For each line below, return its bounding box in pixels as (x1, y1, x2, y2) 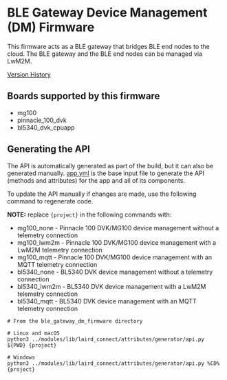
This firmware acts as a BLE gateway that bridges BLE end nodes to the (7, 42, 210, 50)
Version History (7, 70, 52, 79)
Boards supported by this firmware (7, 90, 160, 102)
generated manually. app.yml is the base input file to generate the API (7, 169, 205, 177)
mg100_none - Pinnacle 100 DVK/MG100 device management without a (17, 223, 219, 232)
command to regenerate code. (7, 197, 94, 205)
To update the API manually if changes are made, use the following (7, 190, 197, 198)
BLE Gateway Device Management (7, 5, 208, 21)
